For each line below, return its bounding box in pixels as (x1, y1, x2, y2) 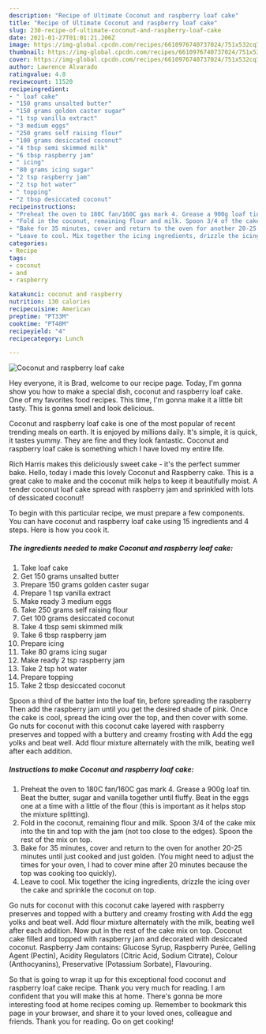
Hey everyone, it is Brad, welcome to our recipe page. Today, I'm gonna (9, 379, 242, 388)
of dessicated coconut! (9, 493, 84, 503)
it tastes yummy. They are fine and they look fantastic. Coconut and (9, 436, 230, 445)
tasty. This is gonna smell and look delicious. (9, 404, 155, 413)
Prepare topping (20, 673, 73, 682)
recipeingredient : (9, 85, 69, 93)
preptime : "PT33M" (9, 312, 69, 320)
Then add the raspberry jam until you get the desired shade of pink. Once (9, 704, 248, 714)
